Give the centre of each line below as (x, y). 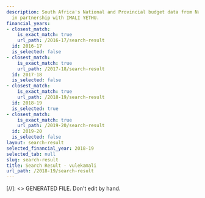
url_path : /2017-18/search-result (61, 69)
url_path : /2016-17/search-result (61, 40)
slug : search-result (33, 159)
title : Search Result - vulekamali (52, 166)
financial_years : (28, 23)
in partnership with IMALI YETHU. (56, 18)
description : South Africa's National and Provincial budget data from (99, 12)
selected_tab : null (31, 154)
